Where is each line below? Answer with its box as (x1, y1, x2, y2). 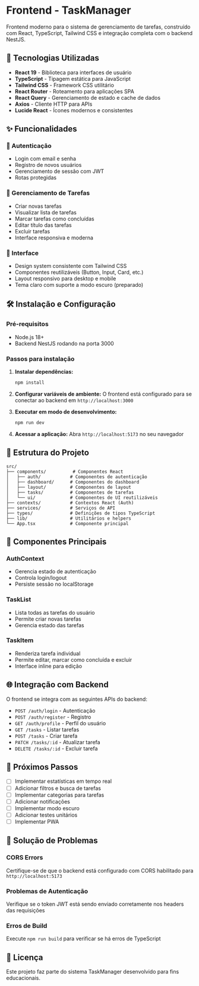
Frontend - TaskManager (6, 4, 131, 17)
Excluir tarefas (14, 227, 50, 235)
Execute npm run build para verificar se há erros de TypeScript (6, 935, 162, 942)
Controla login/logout (14, 574, 67, 582)
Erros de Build (6, 921, 48, 930)
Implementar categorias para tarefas (14, 791, 105, 798)
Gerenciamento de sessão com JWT (14, 168, 105, 175)
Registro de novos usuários (14, 162, 82, 169)
